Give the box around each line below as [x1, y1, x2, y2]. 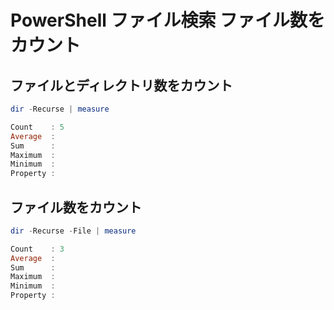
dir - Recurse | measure [10, 104, 110, 114]
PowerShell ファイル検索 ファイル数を [10, 9, 326, 32]
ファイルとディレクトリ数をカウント [10, 77, 233, 94]
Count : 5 [10, 122, 65, 132]
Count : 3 [10, 244, 65, 254]
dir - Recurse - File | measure [10, 226, 137, 236]
